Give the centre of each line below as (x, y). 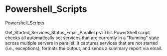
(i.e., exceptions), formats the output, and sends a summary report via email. (84, 48)
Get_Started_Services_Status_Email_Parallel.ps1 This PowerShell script (78, 32)
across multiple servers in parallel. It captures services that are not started (82, 43)
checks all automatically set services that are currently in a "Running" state (82, 38)
